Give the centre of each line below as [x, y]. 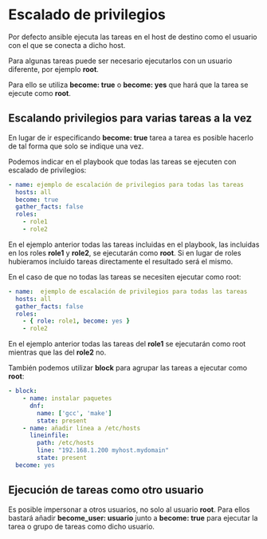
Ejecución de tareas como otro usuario [106, 490]
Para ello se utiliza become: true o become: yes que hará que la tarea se [128, 85]
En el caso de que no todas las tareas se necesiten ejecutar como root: [125, 276]
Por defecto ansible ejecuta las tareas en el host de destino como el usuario [133, 37]
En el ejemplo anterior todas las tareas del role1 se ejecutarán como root [127, 344]
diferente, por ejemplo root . [54, 69]
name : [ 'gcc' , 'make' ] [75, 413]
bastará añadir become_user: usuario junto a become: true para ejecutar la [133, 517]
